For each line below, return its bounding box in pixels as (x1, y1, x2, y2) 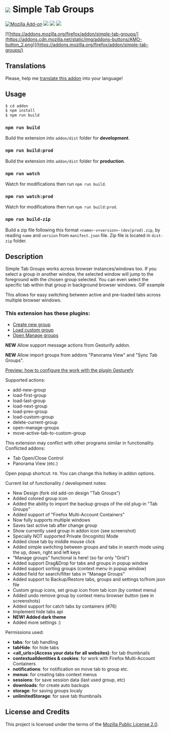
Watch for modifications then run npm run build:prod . (5, 204, 118, 210)
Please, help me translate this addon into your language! (5, 75, 123, 81)
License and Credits (5, 708, 70, 716)
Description (5, 252, 43, 261)
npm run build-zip (5, 217, 51, 222)
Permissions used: (5, 629, 44, 635)
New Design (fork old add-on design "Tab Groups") (12, 490, 121, 496)
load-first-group (12, 392, 47, 398)
